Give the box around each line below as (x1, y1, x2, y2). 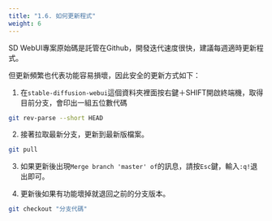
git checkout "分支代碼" (8, 205, 88, 214)
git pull (8, 145, 38, 154)
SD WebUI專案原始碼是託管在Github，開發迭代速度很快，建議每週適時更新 (8, 42, 257, 53)
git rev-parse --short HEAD (8, 114, 104, 122)
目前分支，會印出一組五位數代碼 (19, 97, 127, 107)
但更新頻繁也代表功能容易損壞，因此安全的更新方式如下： (8, 70, 201, 80)
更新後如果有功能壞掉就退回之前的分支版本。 (19, 188, 171, 199)
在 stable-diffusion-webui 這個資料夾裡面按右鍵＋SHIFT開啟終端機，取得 (19, 87, 264, 97)
